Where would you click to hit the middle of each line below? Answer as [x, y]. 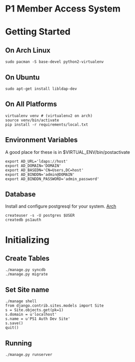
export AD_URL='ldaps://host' [37, 161]
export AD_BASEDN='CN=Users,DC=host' [44, 170]
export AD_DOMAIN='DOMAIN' [33, 166]
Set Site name [27, 290]
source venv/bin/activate [32, 120]
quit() [12, 328]
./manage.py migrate [27, 275]
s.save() [14, 323]
